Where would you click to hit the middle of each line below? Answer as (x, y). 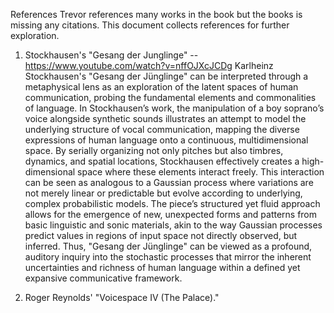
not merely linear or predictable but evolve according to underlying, (163, 193)
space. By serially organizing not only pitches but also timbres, (154, 150)
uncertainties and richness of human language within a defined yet (162, 267)
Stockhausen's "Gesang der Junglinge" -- (111, 55)
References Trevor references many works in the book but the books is (156, 14)
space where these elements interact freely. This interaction (201, 172)
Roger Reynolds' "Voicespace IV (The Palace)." (122, 297)
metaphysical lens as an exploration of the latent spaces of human (161, 87)
